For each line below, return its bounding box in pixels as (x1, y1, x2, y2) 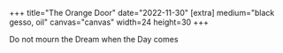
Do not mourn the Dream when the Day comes (9, 34, 179, 44)
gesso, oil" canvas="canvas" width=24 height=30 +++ (9, 17, 210, 27)
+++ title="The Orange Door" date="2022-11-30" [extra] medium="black (9, 8, 275, 18)
